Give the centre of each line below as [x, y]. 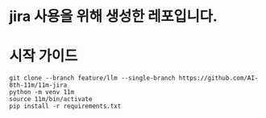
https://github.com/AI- [218, 78]
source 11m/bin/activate [51, 100]
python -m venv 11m [42, 92]
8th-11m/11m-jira [38, 85]
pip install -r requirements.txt [65, 106]
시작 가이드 [44, 56]
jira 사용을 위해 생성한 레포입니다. [114, 16]
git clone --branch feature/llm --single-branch [92, 78]
